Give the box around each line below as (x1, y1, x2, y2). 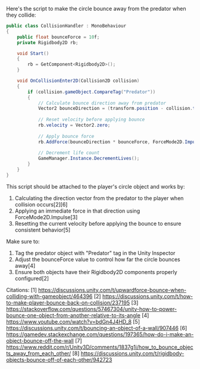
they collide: (6, 11, 36, 19)
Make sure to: (6, 238, 40, 245)
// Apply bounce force (37, 133, 95, 139)
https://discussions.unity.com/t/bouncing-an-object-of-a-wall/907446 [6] (6, 324, 187, 331)
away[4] (14, 262, 36, 269)
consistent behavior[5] (14, 226, 71, 233)
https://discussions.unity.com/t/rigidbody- (80, 349, 185, 357)
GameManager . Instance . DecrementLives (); (37, 155, 140, 162)
